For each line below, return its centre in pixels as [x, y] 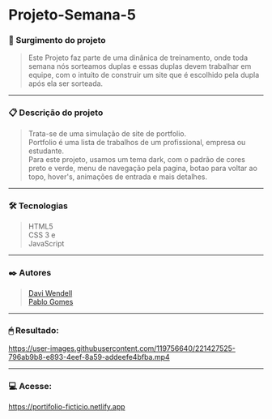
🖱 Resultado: [34, 331]
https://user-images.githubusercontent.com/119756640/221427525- [122, 348]
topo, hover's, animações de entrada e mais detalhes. [118, 177]
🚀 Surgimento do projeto [57, 41]
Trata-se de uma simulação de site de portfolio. [107, 133]
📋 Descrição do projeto [56, 113]
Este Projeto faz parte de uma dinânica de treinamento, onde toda [138, 58]
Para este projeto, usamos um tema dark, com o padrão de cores [136, 159]
